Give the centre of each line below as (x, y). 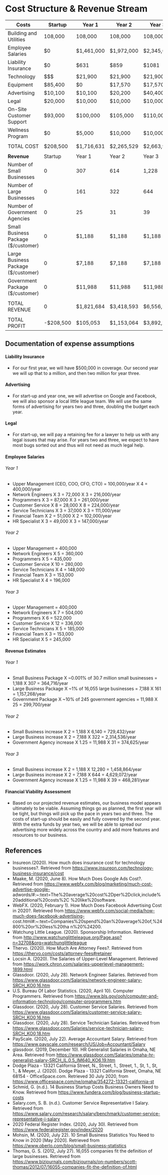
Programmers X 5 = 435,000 (42, 559)
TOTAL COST (23, 146)
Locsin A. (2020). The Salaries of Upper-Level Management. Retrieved (85, 959)
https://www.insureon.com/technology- (113, 868)
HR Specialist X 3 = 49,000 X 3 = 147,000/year (60, 521)
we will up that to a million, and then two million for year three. (76, 373)
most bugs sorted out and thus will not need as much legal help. (78, 445)
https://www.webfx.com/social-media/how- (110, 911)
